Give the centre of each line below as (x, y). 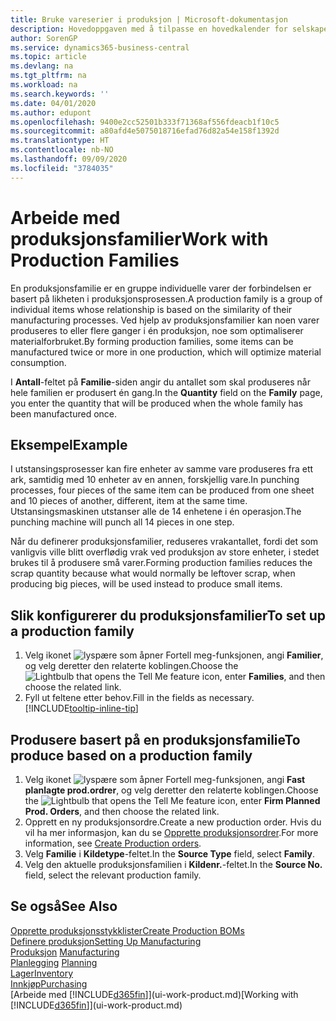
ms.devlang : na (42, 66)
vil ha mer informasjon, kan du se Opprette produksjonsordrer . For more (171, 832)
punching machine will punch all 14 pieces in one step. (122, 522)
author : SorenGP (44, 38)
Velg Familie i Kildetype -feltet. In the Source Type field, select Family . (169, 854)
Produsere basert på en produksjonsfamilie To (155, 739)
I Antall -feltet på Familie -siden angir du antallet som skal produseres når (160, 382)
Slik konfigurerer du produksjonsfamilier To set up (168, 615)
